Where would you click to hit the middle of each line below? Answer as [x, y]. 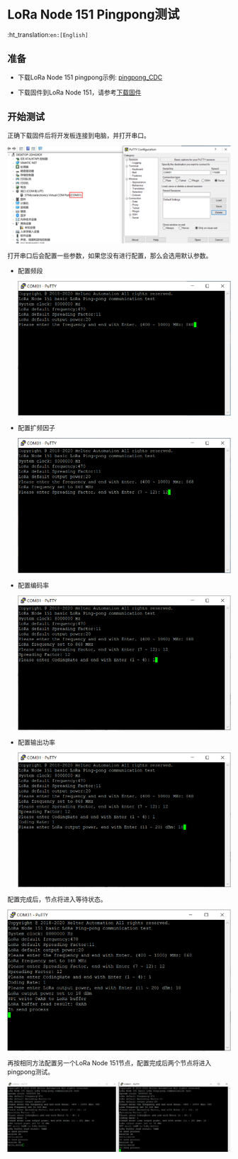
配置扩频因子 [36, 428]
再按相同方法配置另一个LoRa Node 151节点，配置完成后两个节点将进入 [109, 1063]
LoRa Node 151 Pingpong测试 [93, 15]
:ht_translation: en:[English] [48, 34]
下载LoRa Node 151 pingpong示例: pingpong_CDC [90, 77]
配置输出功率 [36, 742]
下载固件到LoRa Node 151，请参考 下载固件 [79, 92]
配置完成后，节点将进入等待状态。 [57, 899]
